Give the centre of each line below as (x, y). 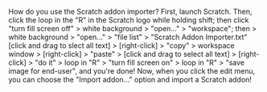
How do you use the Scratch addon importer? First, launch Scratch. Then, (130, 12)
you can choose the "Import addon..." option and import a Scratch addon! (130, 80)
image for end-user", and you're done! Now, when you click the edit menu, (132, 71)
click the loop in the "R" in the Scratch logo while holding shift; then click (129, 20)
